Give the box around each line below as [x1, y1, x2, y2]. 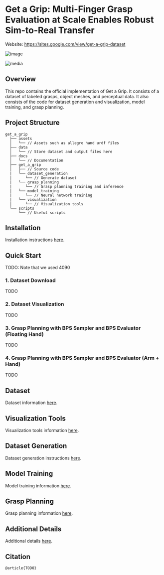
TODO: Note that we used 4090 [5, 265, 70, 271]
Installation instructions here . [5, 237, 65, 243]
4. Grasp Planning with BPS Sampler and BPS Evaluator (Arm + [5, 355, 160, 361]
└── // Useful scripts [18, 210, 66, 215]
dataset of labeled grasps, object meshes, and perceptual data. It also [5, 93, 149, 99]
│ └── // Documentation [9, 158, 64, 163]
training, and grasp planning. [5, 104, 64, 110]
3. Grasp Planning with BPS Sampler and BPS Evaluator [5, 324, 141, 331]
